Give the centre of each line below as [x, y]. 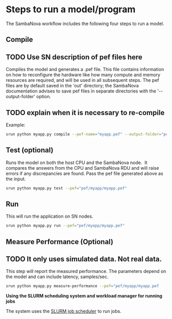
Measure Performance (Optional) [60, 242]
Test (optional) [30, 150]
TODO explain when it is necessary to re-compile [85, 113]
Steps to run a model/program [71, 9]
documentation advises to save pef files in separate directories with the [81, 91]
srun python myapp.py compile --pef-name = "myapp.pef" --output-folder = [83, 134]
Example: [16, 125]
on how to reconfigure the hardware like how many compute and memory [83, 75]
